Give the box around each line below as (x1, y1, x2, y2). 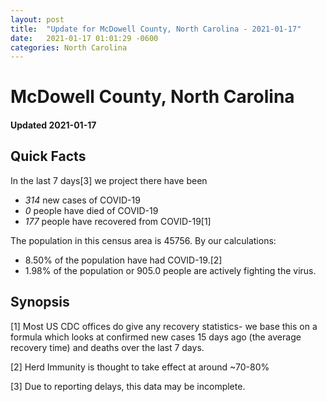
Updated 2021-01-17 (10, 119, 97, 131)
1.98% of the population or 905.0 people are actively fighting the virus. (24, 264, 317, 276)
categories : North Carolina (10, 42, 128, 53)
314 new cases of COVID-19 (24, 194, 141, 206)
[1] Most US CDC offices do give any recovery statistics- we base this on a (10, 320, 318, 332)
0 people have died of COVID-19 (24, 204, 159, 216)
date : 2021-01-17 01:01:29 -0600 (10, 33, 159, 43)
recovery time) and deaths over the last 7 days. (10, 341, 205, 353)
